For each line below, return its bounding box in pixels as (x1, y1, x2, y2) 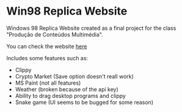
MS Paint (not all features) (15, 79, 81, 86)
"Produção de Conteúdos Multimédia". (6, 30, 103, 38)
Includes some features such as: (6, 54, 89, 61)
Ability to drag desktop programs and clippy (15, 92, 126, 99)
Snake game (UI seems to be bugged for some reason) (15, 99, 154, 106)
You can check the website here (6, 43, 87, 50)
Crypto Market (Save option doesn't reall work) (15, 72, 134, 80)
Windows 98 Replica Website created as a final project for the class (6, 24, 177, 32)
